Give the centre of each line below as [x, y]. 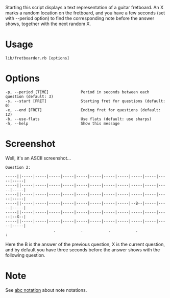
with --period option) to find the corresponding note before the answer [80, 18]
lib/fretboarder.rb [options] [38, 58]
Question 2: [18, 167]
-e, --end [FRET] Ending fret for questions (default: [83, 110]
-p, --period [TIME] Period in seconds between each [77, 92]
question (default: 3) [29, 96]
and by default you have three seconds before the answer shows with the [83, 250]
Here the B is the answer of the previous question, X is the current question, [85, 244]
